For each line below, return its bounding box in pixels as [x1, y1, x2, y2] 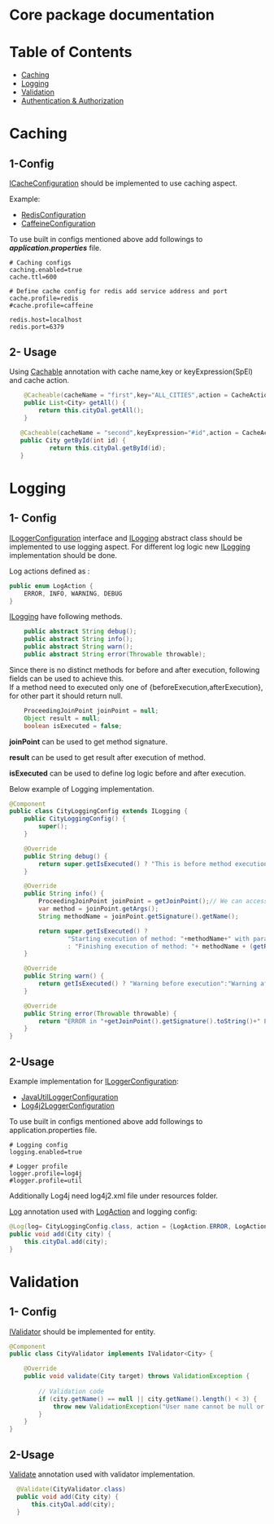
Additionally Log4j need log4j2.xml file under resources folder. [9, 1191, 219, 1201]
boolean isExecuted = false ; [24, 722, 123, 730]
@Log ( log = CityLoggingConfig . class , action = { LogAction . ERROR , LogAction [9, 1223, 268, 1231]
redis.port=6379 [9, 323, 64, 332]
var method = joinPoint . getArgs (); [38, 905, 159, 913]
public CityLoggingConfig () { [24, 815, 127, 823]
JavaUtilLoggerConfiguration [20, 1092, 119, 1101]
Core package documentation [9, 6, 215, 24]
